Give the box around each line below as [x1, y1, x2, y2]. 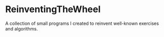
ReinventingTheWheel [5, 4, 101, 15]
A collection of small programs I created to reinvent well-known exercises [5, 20, 159, 26]
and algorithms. [5, 25, 38, 31]
